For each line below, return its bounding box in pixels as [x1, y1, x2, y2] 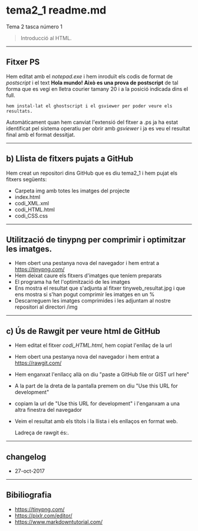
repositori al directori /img [14, 303, 78, 310]
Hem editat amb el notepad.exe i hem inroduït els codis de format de [6, 73, 173, 80]
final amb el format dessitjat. [6, 131, 75, 138]
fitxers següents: [6, 175, 47, 183]
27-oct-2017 [14, 467, 45, 474]
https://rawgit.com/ [14, 359, 62, 366]
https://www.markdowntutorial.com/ [14, 518, 103, 525]
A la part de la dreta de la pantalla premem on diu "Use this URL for [14, 382, 178, 389]
